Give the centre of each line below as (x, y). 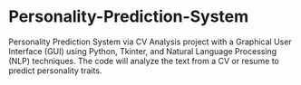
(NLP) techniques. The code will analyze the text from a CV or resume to (144, 61)
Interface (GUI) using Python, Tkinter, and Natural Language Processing (143, 51)
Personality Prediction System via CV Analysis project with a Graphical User (150, 42)
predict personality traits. (55, 71)
